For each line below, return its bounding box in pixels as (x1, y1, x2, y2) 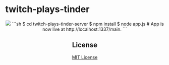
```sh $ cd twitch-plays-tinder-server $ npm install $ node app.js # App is (12, 21, 164, 27)
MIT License (72, 54, 98, 60)
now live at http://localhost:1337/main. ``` (42, 26, 127, 32)
